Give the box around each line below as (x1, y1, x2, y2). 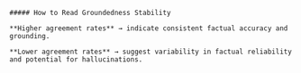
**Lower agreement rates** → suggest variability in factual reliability (9, 47, 293, 56)
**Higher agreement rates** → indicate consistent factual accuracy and (9, 24, 288, 33)
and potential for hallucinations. (9, 55, 143, 64)
